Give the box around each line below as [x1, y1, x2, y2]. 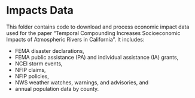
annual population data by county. [14, 85, 99, 92]
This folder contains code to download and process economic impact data [6, 23, 190, 30]
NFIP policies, [14, 72, 49, 80]
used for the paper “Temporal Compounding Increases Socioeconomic [6, 29, 181, 36]
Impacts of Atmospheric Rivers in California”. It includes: [6, 36, 145, 43]
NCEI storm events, [14, 60, 63, 67]
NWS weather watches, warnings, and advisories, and [14, 78, 149, 86]
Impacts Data [6, 4, 74, 17]
